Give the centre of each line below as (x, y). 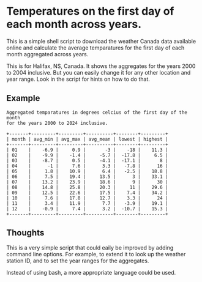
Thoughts (25, 233)
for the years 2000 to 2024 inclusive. (57, 123)
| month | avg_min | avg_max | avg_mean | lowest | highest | (87, 139)
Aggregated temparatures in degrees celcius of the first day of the (97, 112)
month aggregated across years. (47, 54)
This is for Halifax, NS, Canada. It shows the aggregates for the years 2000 (101, 66)
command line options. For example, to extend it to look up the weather (96, 254)
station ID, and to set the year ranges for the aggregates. (78, 261)
